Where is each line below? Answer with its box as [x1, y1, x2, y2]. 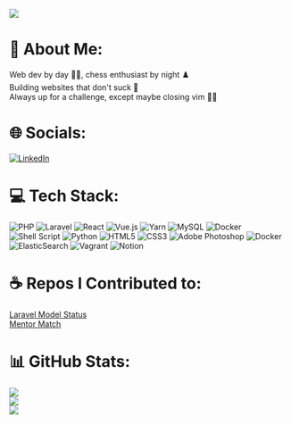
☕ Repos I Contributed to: [9, 273, 203, 294]
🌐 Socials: [9, 123, 87, 143]
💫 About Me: [9, 39, 104, 60]
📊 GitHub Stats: [9, 351, 131, 371]
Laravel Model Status [9, 309, 87, 320]
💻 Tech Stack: [9, 186, 120, 206]
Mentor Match [9, 318, 62, 329]
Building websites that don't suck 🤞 [9, 81, 139, 93]
